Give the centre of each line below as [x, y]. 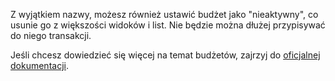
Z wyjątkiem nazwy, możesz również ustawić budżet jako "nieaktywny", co [164, 14]
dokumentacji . [39, 65]
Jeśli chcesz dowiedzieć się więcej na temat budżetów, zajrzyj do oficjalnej [165, 55]
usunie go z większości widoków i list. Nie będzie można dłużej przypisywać [168, 25]
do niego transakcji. [51, 35]
